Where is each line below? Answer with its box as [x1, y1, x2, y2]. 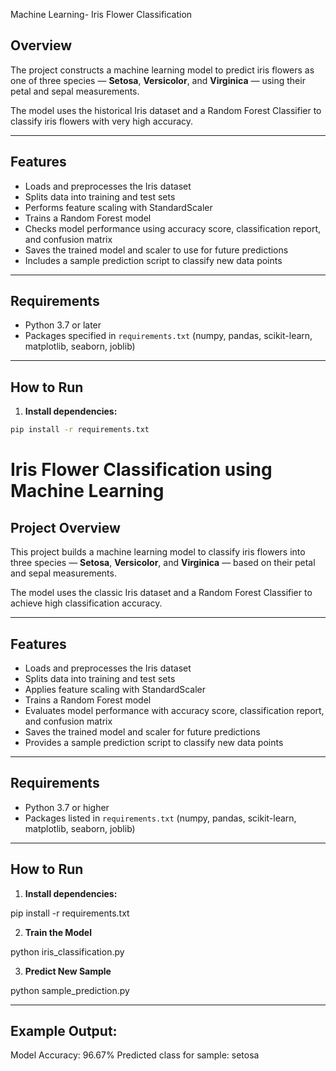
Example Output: [10, 1022, 118, 1039]
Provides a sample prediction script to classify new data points [24, 736, 284, 748]
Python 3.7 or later [24, 319, 102, 331]
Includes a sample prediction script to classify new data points [24, 254, 283, 266]
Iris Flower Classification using [10, 459, 273, 481]
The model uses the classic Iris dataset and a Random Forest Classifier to [10, 587, 313, 599]
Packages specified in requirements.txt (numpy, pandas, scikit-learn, [24, 330, 313, 342]
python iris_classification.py [10, 945, 125, 958]
